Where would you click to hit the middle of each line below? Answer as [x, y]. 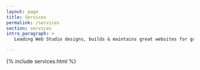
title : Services [26, 17]
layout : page [22, 12]
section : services [29, 28]
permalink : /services [33, 23]
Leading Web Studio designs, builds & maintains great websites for [101, 39]
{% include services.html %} [41, 61]
